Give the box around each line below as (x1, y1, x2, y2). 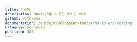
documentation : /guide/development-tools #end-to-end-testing (5, 20, 133, 26)
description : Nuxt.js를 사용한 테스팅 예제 (5, 12, 86, 16)
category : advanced (5, 25, 45, 30)
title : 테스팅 (5, 7, 31, 12)
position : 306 (5, 29, 34, 34)
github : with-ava (5, 16, 41, 21)
